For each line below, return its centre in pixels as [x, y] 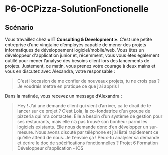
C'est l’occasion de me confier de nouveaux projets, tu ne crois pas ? [88, 81]
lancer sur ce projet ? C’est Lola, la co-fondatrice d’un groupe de [84, 111]
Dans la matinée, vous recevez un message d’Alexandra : [64, 96]
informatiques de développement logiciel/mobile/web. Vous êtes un [75, 50]
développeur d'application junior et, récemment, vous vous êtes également [82, 55]
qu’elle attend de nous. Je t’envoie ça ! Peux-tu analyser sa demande [88, 137]
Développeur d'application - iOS [50, 148]
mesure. [26, 132]
